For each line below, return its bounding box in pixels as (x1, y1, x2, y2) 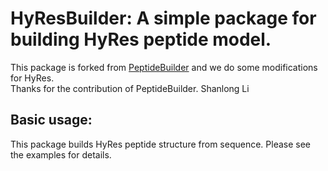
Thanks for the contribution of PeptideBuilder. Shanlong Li (10, 82, 250, 94)
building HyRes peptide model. (10, 28, 272, 51)
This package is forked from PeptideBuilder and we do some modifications (10, 61, 318, 73)
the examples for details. (10, 148, 112, 161)
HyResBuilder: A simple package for (10, 7, 317, 30)
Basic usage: (10, 112, 93, 129)
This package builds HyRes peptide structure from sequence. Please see (10, 138, 312, 150)
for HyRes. (10, 72, 55, 84)
